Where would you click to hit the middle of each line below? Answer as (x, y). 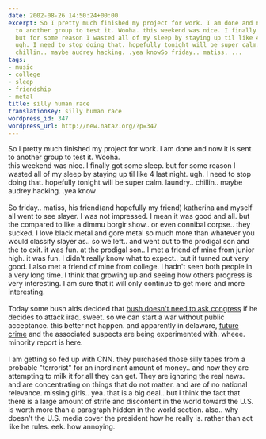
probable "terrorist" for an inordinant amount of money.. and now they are (129, 367)
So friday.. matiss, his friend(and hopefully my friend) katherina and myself (130, 208)
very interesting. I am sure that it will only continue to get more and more (127, 283)
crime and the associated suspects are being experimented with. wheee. (127, 334)
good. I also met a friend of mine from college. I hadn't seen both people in (130, 266)
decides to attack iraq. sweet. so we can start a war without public (116, 317)
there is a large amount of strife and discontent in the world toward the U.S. (131, 401)
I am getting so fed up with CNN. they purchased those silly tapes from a (127, 359)
